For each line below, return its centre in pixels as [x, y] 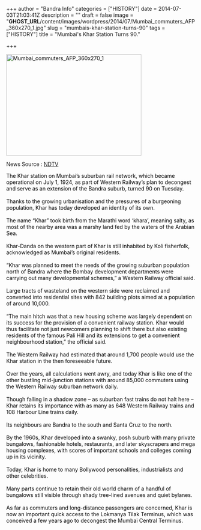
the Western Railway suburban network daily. [62, 386]
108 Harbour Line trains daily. [43, 412]
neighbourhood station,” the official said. [56, 342]
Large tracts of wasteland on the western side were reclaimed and [88, 291]
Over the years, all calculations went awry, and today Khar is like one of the [99, 374]
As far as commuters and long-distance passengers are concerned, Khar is [99, 508]
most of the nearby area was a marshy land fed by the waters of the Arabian [100, 227]
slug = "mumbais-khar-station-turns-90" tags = [106, 28]
